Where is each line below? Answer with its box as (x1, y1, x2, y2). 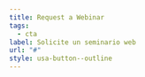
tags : (9, 21, 29, 30)
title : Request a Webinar (9, 12, 104, 22)
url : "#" (9, 46, 42, 55)
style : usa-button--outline (9, 54, 113, 63)
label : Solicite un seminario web (9, 37, 137, 47)
